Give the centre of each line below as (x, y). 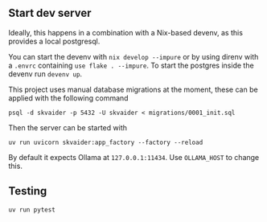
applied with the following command (68, 98)
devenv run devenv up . (45, 74)
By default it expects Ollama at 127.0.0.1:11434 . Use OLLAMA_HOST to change (134, 157)
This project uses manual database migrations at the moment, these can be (133, 89)
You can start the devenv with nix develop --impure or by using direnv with (133, 56)
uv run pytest (32, 210)
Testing (28, 191)
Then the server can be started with (68, 127)
